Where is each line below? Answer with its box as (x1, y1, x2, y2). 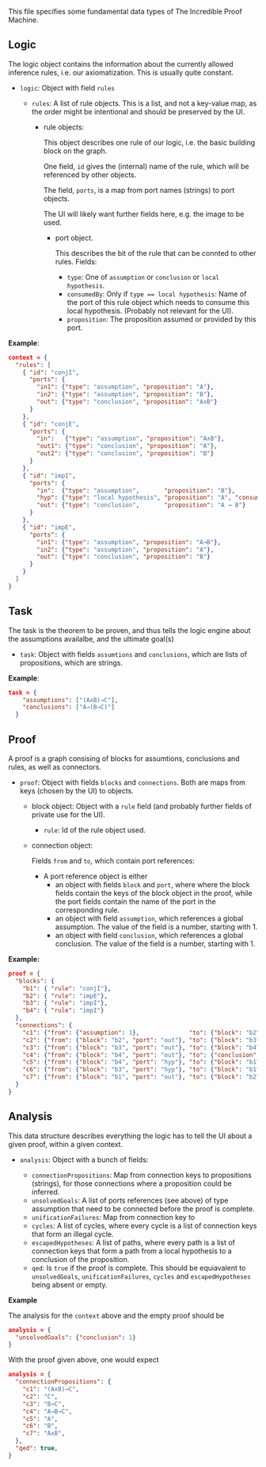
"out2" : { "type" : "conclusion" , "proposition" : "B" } (36, 450, 215, 457)
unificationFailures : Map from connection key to (31, 1212, 196, 1222)
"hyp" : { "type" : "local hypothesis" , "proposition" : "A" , (36, 494, 232, 502)
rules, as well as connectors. (8, 762, 101, 771)
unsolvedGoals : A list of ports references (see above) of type (31, 1195, 229, 1205)
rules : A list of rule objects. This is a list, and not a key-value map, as (31, 98, 257, 108)
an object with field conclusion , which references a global (55, 930, 244, 940)
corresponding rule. (55, 905, 120, 914)
